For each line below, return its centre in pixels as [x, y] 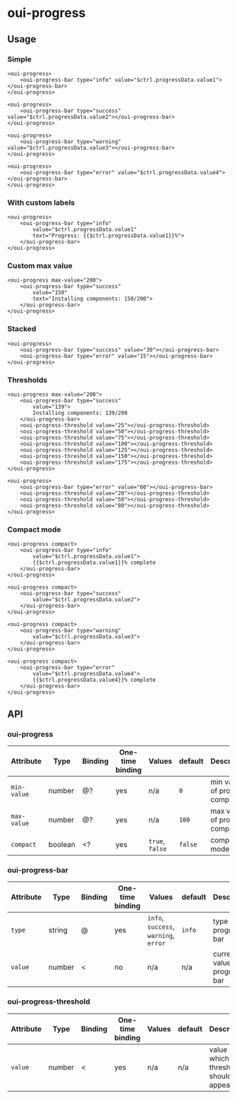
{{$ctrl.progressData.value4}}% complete [95, 680]
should [220, 1076]
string [58, 930]
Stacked [22, 329]
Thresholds [28, 380]
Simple [19, 59]
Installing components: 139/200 [80, 413]
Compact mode [34, 529]
